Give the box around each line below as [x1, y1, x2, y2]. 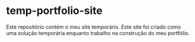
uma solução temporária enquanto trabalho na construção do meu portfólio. [6, 29, 190, 36]
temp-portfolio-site [6, 4, 103, 17]
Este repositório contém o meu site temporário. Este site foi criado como [6, 23, 181, 30]
